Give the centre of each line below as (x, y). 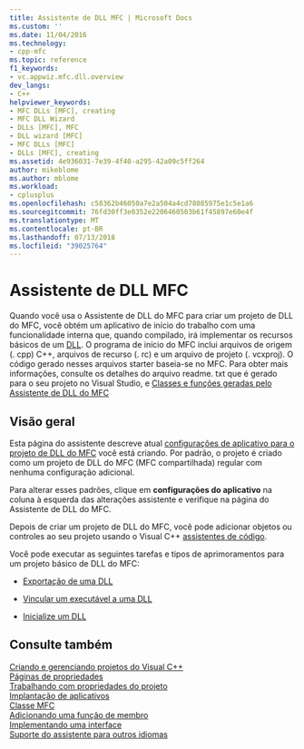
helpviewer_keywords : (50, 102)
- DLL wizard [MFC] (46, 136)
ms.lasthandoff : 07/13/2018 (63, 237)
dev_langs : (30, 85)
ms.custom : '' (36, 26)
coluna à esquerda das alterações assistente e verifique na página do (139, 499)
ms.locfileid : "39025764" (58, 246)
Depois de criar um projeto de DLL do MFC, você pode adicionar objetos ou (151, 527)
